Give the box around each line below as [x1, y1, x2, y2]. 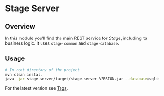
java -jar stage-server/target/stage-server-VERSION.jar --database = [5, 77, 150, 81]
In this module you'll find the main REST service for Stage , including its [5, 35, 147, 41]
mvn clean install [5, 72, 42, 77]
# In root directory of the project [5, 67, 80, 72]
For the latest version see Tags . [5, 85, 68, 91]
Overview [5, 22, 36, 31]
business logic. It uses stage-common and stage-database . [5, 40, 119, 46]
